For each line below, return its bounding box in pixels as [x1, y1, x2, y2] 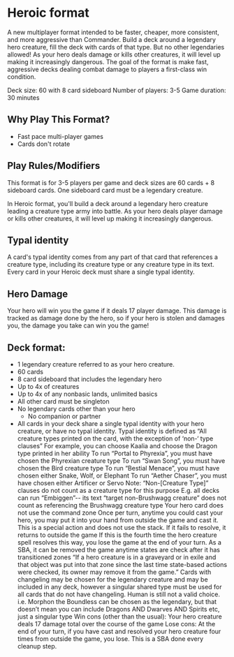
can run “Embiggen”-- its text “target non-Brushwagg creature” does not [17, 494, 227, 502]
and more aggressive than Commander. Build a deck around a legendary [7, 35, 217, 43]
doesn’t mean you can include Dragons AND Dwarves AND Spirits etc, [17, 605, 220, 613]
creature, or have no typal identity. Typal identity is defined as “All [17, 427, 207, 435]
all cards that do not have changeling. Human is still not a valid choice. [17, 590, 221, 598]
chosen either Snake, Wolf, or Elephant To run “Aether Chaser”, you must [17, 471, 227, 480]
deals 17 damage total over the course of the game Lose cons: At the [17, 620, 216, 628]
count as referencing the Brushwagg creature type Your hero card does [17, 501, 224, 509]
